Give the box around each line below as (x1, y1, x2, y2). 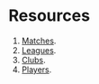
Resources (8, 5, 91, 26)
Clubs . (21, 54, 46, 65)
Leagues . (21, 44, 57, 55)
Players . (21, 64, 52, 75)
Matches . (21, 35, 57, 46)
